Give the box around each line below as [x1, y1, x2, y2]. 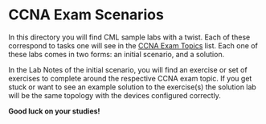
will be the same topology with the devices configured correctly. [8, 90, 221, 100]
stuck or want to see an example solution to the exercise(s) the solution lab [8, 82, 257, 92]
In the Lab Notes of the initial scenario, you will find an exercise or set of [8, 64, 248, 74]
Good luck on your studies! [8, 106, 100, 116]
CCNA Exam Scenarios [8, 6, 165, 24]
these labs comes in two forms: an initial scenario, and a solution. [8, 49, 225, 59]
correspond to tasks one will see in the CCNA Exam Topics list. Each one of [8, 40, 259, 50]
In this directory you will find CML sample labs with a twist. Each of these [8, 32, 251, 42]
